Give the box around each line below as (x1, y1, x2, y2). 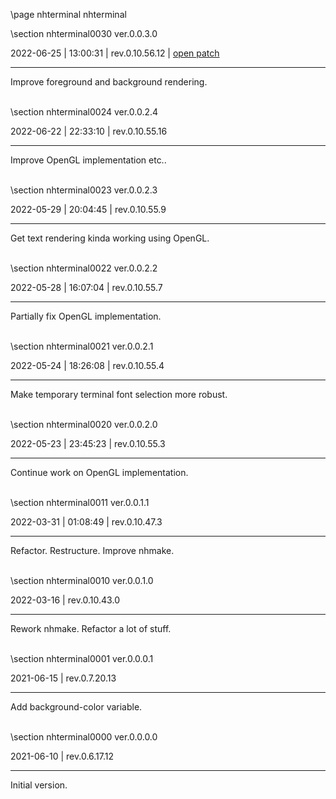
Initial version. (10, 779, 68, 791)
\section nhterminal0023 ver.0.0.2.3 (10, 184, 158, 196)
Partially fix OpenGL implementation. (10, 310, 162, 322)
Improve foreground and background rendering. (10, 76, 208, 88)
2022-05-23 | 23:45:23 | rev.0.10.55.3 (10, 438, 166, 449)
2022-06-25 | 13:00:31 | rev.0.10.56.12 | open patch (10, 47, 220, 59)
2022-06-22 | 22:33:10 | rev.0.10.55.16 (10, 125, 168, 137)
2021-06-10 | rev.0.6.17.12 (10, 750, 115, 762)
